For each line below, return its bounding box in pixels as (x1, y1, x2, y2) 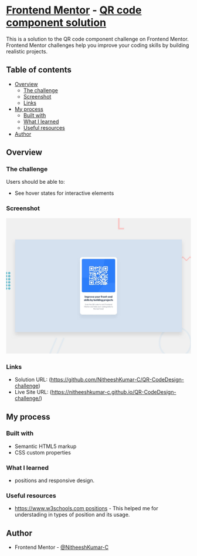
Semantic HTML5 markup (14, 443, 77, 450)
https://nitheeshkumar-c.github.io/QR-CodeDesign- (52, 389, 176, 396)
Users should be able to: (6, 178, 66, 186)
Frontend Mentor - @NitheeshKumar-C (14, 544, 109, 551)
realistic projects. (6, 48, 48, 55)
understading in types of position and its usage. (14, 511, 130, 518)
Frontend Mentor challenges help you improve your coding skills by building (6, 42, 189, 49)
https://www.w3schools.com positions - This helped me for (14, 505, 158, 512)
